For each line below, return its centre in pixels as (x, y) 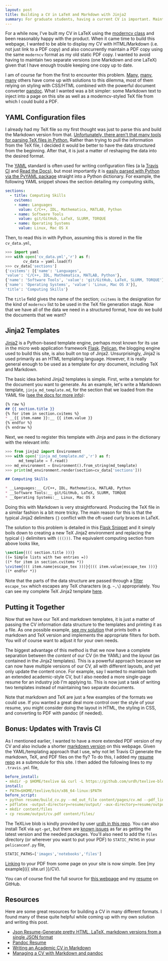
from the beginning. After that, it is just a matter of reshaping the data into (81, 151)
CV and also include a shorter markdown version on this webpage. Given (80, 746)
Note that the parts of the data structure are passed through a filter (74, 581)
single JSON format (33, 937)
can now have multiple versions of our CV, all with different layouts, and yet (83, 666)
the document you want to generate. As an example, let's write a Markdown (83, 384)
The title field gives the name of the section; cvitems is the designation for (83, 299)
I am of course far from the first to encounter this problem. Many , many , (79, 75)
